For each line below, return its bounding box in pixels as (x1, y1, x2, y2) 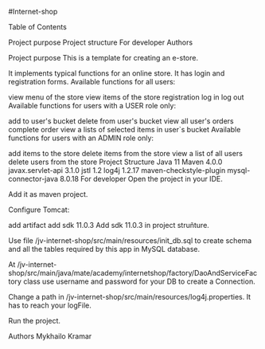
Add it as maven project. (8, 190, 88, 198)
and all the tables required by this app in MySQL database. (8, 245, 201, 253)
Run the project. (8, 316, 61, 325)
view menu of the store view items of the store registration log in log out (8, 92, 244, 102)
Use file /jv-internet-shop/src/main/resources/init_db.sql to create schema (8, 236, 252, 245)
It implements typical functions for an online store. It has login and (8, 69, 225, 78)
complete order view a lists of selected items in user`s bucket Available (8, 125, 241, 134)
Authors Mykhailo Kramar (8, 331, 92, 341)
